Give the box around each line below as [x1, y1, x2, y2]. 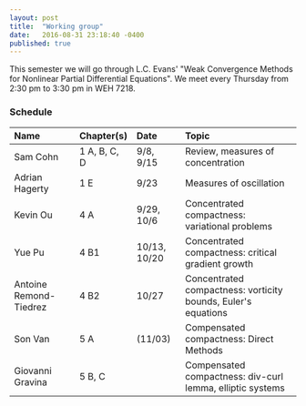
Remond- [14, 289, 56, 301]
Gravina [14, 375, 48, 388]
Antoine [14, 278, 47, 290]
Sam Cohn [14, 150, 59, 163]
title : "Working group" [9, 22, 104, 31]
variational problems [185, 219, 273, 232]
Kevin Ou [14, 208, 53, 221]
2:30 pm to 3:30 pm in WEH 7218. [9, 83, 137, 94]
